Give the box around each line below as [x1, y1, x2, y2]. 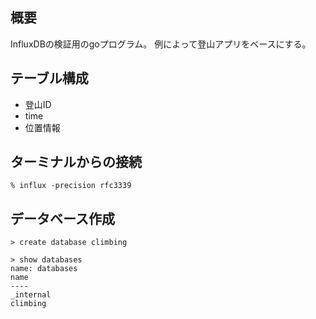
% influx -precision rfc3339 [10, 181, 132, 191]
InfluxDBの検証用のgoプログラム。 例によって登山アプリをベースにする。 [10, 38, 312, 50]
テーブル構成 [10, 70, 89, 87]
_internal [10, 290, 52, 300]
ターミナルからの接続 [10, 154, 142, 171]
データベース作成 [10, 210, 115, 227]
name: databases [10, 264, 78, 274]
